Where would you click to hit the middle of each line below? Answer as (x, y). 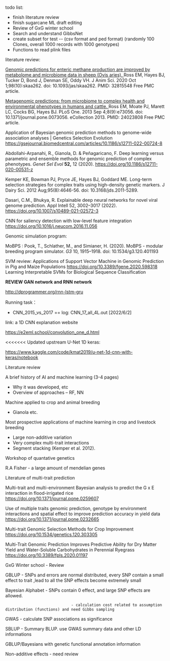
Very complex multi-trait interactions (51, 443)
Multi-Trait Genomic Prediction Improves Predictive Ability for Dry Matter (81, 544)
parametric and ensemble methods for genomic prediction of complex (79, 158)
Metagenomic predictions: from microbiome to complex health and (75, 101)
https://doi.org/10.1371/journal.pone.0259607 (52, 498)
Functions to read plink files (42, 50)
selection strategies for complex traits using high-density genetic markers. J (85, 185)
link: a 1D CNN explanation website (42, 322)
